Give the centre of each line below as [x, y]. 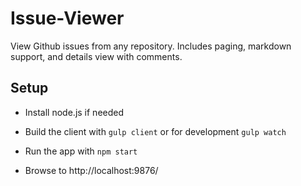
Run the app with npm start [81, 151]
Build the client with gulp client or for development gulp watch [155, 131]
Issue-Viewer [67, 18]
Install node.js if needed [74, 112]
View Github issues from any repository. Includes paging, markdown [151, 46]
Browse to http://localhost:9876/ [91, 170]
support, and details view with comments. [96, 56]
